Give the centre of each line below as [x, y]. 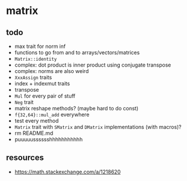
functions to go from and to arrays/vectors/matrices [77, 53]
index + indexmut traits [42, 83]
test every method [37, 121]
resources [25, 158]
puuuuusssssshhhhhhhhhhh [49, 139]
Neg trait [24, 102]
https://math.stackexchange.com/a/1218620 [67, 172]
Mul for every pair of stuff [45, 96]
